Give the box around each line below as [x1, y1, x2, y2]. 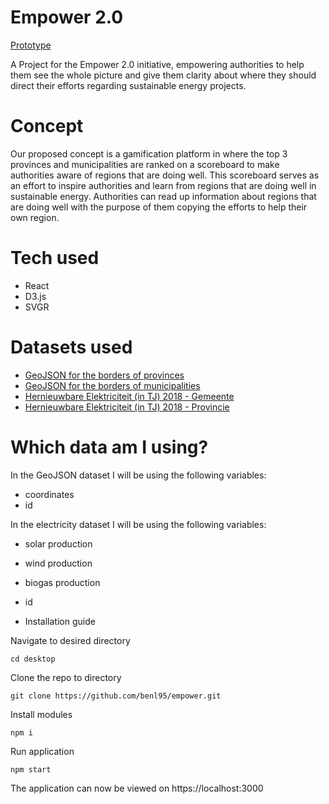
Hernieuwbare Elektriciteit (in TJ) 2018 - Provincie [24, 401, 230, 413]
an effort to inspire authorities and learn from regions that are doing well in [10, 179, 317, 191]
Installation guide [24, 615, 96, 627]
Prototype [10, 39, 52, 51]
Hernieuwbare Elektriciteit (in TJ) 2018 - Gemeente [24, 390, 235, 402]
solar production [24, 537, 93, 550]
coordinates [24, 488, 75, 500]
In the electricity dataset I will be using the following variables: [10, 518, 267, 530]
